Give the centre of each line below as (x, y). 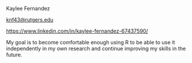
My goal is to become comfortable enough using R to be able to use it (91, 42)
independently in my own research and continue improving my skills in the (96, 48)
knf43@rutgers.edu (30, 20)
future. (14, 55)
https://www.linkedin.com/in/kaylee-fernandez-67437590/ (77, 31)
